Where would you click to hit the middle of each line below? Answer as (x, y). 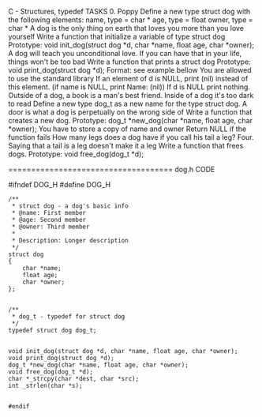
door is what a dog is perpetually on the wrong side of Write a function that (130, 112)
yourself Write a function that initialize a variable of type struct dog (117, 36)
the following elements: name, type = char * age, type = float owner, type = (131, 20)
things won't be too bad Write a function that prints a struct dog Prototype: (129, 62)
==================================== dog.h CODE (112, 169)
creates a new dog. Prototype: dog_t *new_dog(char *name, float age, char (131, 120)
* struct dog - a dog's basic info (70, 206)
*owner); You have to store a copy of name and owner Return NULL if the (127, 129)
